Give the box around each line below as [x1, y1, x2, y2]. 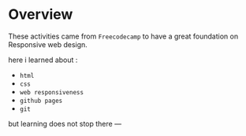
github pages [19, 97, 63, 105]
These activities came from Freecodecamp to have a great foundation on [8, 31, 239, 41]
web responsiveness [19, 88, 84, 96]
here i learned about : [8, 55, 78, 64]
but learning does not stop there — [8, 119, 122, 128]
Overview [8, 6, 73, 24]
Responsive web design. [8, 39, 88, 49]
